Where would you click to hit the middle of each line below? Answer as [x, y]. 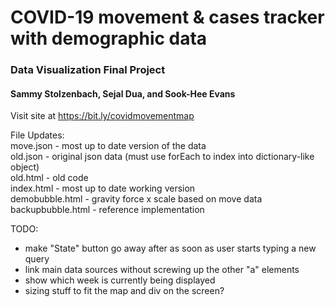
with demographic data [109, 38]
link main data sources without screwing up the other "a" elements [162, 270]
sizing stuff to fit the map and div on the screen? [124, 291]
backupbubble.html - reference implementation [107, 210]
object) [25, 167]
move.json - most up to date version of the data [108, 146]
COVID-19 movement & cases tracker [167, 17]
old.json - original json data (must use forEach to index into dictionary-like [162, 157]
